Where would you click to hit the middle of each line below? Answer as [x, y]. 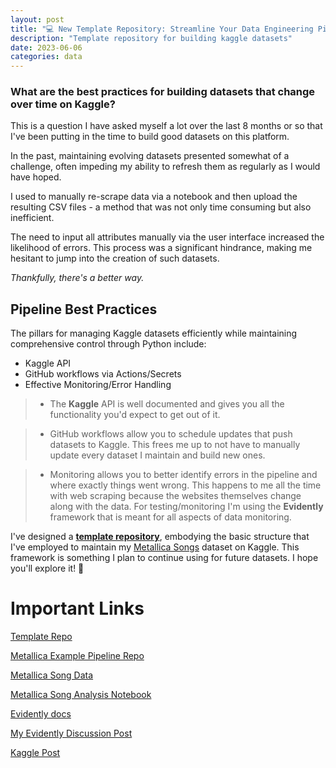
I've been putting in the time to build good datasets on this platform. [150, 137]
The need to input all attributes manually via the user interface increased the [167, 237]
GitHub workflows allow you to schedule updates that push [171, 434]
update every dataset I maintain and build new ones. [157, 455]
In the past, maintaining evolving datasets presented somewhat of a [150, 156]
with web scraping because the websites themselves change [175, 496]
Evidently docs [41, 714]
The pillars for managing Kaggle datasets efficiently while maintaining [154, 333]
